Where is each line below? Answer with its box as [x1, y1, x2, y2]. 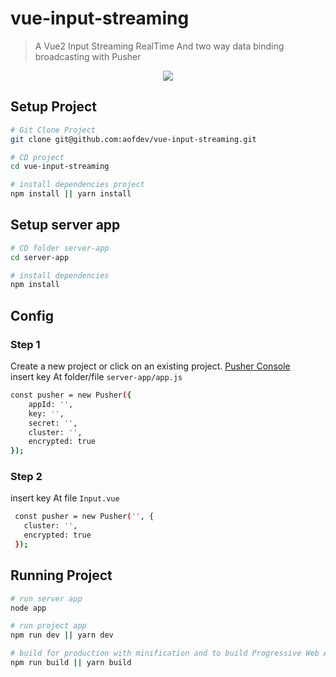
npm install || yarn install [10, 189, 132, 199]
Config [10, 307, 54, 324]
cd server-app [10, 252, 70, 262]
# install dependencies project [10, 180, 145, 190]
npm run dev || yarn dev [10, 630, 114, 641]
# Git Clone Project [10, 125, 97, 135]
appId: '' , [28, 399, 74, 409]
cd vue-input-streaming [10, 162, 110, 172]
